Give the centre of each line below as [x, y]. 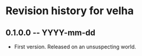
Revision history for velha [70, 11]
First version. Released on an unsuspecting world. [75, 47]
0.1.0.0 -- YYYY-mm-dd [51, 33]
